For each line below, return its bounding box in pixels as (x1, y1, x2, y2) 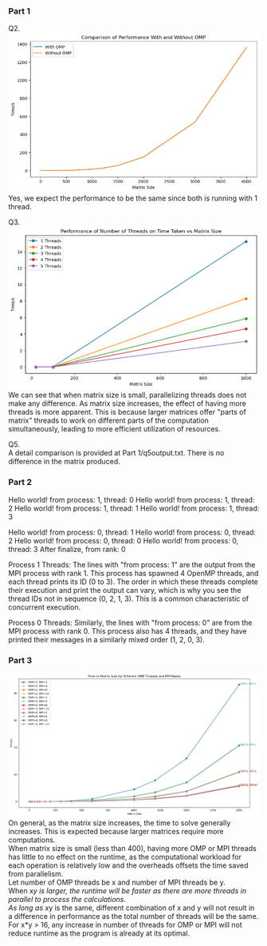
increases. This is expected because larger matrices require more (8, 827, 225, 837)
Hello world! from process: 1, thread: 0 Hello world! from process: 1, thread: (8, 495, 255, 504)
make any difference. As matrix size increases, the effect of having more (8, 399, 247, 408)
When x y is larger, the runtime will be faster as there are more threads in (8, 886, 247, 896)
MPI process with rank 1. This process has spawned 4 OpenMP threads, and (8, 568, 259, 578)
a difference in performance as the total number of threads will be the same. (8, 912, 259, 921)
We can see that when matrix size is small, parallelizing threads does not (8, 390, 247, 400)
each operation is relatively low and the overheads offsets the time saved (8, 861, 249, 870)
